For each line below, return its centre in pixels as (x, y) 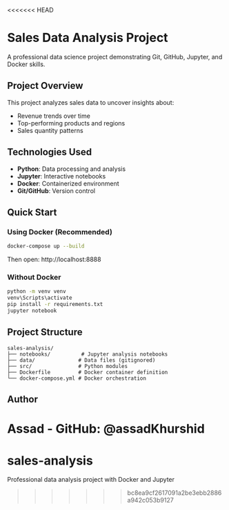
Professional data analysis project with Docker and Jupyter (91, 480)
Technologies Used (49, 152)
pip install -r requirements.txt (55, 305)
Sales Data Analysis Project (88, 38)
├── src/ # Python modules (68, 366)
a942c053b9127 (150, 500)
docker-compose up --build (46, 246)
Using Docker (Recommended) (60, 232)
